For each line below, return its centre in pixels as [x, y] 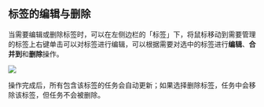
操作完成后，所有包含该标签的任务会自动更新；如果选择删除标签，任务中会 [128, 85]
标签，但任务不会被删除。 [63, 95]
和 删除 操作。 [43, 54]
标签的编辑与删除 [49, 14]
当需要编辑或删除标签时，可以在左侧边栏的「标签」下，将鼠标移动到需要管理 [132, 34]
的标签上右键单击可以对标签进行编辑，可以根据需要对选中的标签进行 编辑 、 [128, 44]
